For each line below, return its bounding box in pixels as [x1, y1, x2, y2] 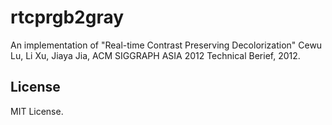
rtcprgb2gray [10, 6, 125, 29]
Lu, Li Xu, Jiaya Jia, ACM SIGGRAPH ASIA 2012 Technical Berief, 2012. [10, 49, 301, 61]
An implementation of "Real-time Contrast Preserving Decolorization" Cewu [10, 39, 323, 51]
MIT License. [10, 105, 64, 117]
